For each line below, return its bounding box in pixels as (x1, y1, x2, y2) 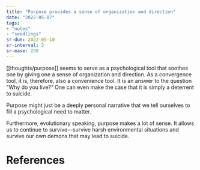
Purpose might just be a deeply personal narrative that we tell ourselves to (6, 102, 190, 109)
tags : (6, 20, 20, 26)
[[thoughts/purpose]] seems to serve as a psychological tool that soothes (6, 64, 188, 71)
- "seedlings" (6, 31, 42, 37)
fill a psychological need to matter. (6, 108, 92, 115)
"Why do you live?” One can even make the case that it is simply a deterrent (6, 83, 194, 91)
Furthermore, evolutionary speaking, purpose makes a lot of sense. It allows (6, 120, 195, 127)
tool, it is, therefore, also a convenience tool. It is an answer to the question (6, 77, 192, 84)
